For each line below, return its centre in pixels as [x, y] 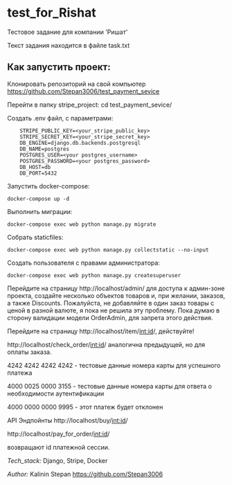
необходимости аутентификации [56, 394]
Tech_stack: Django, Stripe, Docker [57, 460]
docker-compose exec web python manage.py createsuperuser [94, 275]
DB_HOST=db [35, 167]
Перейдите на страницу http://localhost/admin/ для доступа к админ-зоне [116, 288]
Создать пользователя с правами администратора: [84, 263]
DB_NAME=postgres [45, 149]
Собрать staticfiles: [35, 237]
